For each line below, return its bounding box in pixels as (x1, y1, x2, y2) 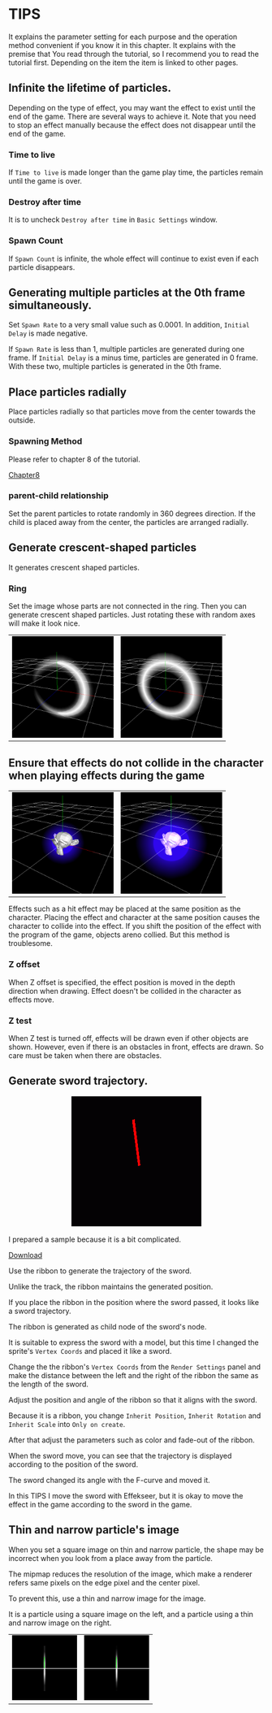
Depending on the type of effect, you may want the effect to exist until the (8, 102, 256, 112)
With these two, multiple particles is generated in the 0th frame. (8, 362, 222, 371)
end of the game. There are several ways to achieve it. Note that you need (8, 111, 257, 121)
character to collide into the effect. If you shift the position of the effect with (8, 922, 261, 931)
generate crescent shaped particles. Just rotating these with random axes (8, 609, 256, 619)
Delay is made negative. (8, 328, 88, 338)
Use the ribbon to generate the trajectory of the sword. (8, 1265, 192, 1276)
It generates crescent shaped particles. (8, 562, 140, 572)
